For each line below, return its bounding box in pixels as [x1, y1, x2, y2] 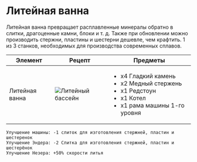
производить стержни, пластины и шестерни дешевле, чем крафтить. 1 [6, 36, 185, 43]
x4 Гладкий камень [120, 72, 176, 80]
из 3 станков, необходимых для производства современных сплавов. [6, 42, 182, 49]
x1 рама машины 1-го [120, 101, 185, 109]
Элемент [15, 56, 43, 64]
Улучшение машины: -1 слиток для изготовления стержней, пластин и [6, 129, 175, 136]
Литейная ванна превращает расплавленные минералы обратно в [6, 23, 174, 31]
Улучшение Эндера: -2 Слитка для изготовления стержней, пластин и [6, 140, 175, 146]
